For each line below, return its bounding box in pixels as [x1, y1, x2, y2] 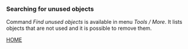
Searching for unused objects [6, 5, 94, 13]
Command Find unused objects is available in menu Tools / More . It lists [6, 19, 183, 26]
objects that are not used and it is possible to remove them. [6, 24, 152, 32]
